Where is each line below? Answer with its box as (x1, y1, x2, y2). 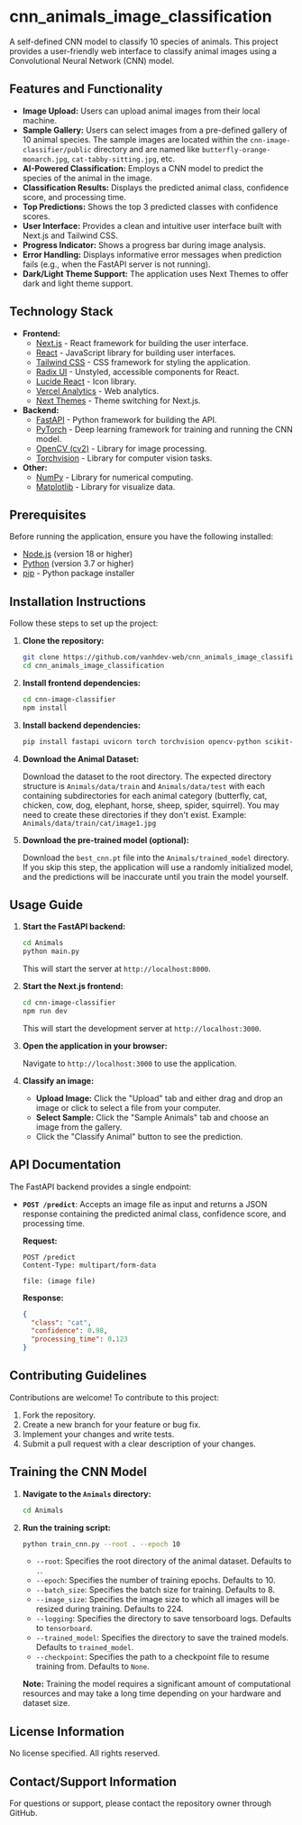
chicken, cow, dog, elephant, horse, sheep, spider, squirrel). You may (22, 800, 279, 811)
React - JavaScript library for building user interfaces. (35, 347, 236, 358)
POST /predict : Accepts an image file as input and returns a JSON (22, 1198, 268, 1209)
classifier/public (22, 145, 92, 154)
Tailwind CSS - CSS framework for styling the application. (35, 356, 251, 367)
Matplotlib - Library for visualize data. (35, 481, 176, 492)
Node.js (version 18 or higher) (22, 548, 133, 560)
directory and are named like (93, 143, 200, 154)
